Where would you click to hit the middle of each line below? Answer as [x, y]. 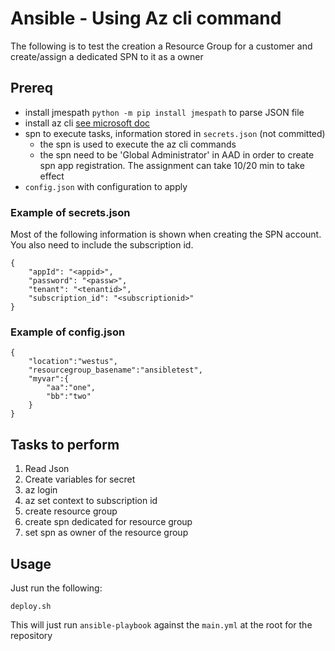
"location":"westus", [73, 362]
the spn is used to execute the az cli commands [138, 144]
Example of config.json [68, 332]
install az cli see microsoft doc [87, 123]
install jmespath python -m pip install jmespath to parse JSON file [164, 112]
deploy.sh [31, 606]
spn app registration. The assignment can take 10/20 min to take [172, 165]
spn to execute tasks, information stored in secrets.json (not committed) [175, 133]
